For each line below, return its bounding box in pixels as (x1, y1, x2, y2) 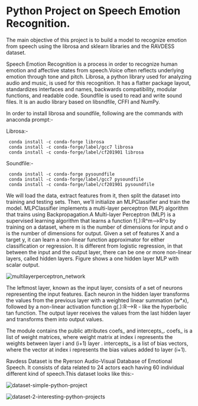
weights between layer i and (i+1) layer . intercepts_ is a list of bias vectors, (6, 340, 189, 347)
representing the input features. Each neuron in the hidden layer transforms (6, 290, 190, 298)
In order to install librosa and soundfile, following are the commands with (6, 110, 183, 117)
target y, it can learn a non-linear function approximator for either (6, 236, 165, 243)
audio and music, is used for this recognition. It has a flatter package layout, (6, 79, 191, 87)
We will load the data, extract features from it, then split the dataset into (6, 191, 180, 199)
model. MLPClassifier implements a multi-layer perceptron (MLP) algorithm (6, 204, 189, 212)
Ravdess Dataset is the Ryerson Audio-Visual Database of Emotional (6, 357, 173, 365)
